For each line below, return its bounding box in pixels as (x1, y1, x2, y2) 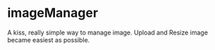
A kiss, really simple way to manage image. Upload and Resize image (7, 28, 208, 37)
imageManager (7, 5, 99, 21)
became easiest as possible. (7, 35, 90, 44)
